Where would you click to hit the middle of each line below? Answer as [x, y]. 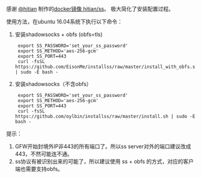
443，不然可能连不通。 [44, 154]
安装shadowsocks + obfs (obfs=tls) [59, 34]
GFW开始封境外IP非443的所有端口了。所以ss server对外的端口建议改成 [103, 146]
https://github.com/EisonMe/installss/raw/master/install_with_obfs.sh [106, 67]
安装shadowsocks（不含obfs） [53, 84]
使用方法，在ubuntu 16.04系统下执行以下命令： [64, 22]
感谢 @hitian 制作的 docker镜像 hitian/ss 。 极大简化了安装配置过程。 [90, 9]
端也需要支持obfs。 [39, 169]
